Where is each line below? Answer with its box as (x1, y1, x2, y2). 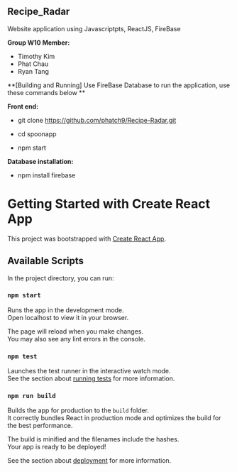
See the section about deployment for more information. (7, 456, 172, 465)
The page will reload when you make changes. (7, 326, 144, 336)
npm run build (7, 392, 56, 400)
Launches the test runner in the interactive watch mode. (7, 367, 172, 375)
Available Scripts (7, 255, 84, 267)
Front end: (7, 102, 39, 111)
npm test (7, 352, 38, 361)
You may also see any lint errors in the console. (7, 334, 145, 343)
